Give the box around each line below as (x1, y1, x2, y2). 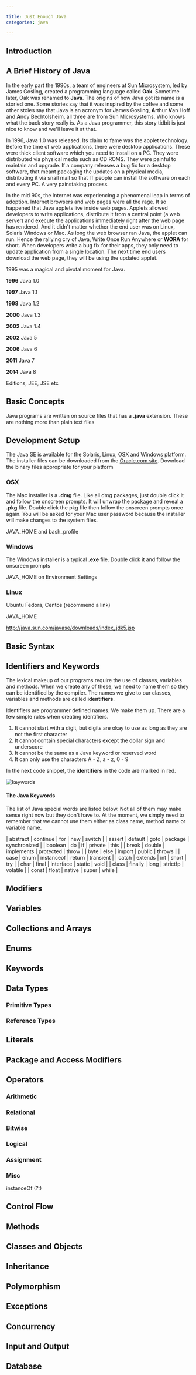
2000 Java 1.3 (6, 311, 41, 318)
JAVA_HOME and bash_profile (6, 528, 79, 535)
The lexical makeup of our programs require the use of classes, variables (6, 677, 183, 684)
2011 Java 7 (6, 357, 35, 364)
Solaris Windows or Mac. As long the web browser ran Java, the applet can (6, 229, 188, 236)
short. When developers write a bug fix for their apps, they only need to (6, 242, 178, 249)
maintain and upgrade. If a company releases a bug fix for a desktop (6, 162, 171, 169)
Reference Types (6, 1017, 56, 1025)
